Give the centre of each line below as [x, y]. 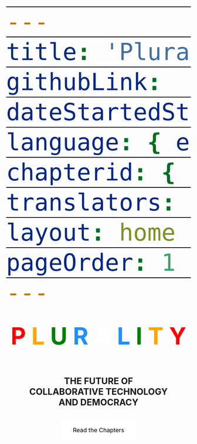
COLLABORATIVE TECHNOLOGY [98, 391]
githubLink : [84, 82]
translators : [91, 202]
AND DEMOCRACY [98, 402]
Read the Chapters [98, 430]
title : [49, 52]
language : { [84, 142]
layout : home [91, 233]
